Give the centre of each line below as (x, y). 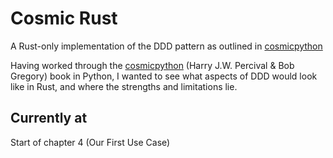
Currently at (49, 118)
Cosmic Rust (64, 18)
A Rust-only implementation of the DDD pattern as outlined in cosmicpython (166, 46)
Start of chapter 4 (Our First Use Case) (90, 142)
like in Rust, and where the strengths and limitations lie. (124, 86)
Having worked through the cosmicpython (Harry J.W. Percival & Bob (152, 65)
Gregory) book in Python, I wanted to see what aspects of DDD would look (164, 76)
